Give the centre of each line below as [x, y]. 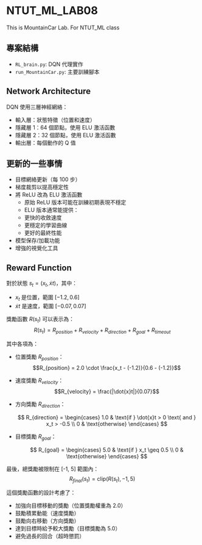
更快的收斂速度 [43, 218]
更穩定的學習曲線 [46, 225]
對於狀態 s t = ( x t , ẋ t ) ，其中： [42, 284]
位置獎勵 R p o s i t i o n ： [39, 358]
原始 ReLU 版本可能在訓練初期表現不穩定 [75, 203]
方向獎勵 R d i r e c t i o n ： [40, 405]
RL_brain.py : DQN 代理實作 [49, 64]
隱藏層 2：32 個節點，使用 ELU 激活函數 [66, 135]
